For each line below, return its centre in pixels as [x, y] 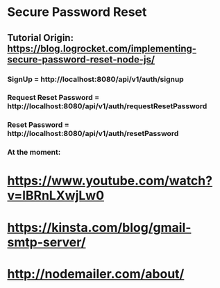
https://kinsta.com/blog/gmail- [99, 227]
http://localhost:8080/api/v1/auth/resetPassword [93, 134]
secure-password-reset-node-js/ [81, 59]
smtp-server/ [46, 242]
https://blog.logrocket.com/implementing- [102, 48]
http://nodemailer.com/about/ [96, 274]
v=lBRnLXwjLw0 [56, 196]
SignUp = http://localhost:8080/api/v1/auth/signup [95, 79]
